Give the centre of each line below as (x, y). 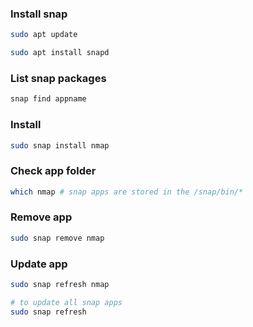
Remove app (41, 217)
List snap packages (58, 78)
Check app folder (53, 171)
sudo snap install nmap (60, 145)
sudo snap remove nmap (57, 238)
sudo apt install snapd (60, 53)
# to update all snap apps (66, 302)
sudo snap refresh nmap (60, 285)
